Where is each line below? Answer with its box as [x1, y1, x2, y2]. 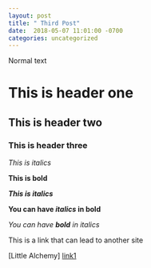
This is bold [8, 174, 48, 183]
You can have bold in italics [8, 220, 100, 230]
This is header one [8, 84, 134, 102]
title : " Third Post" [8, 19, 81, 27]
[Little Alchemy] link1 [8, 251, 77, 261]
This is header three [8, 139, 88, 150]
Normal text [8, 56, 47, 66]
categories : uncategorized [8, 34, 98, 42]
